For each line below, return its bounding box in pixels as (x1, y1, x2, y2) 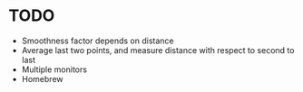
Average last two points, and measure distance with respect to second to (21, 44, 295, 55)
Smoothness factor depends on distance (21, 35, 174, 46)
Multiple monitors (21, 64, 88, 75)
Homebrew (21, 73, 64, 84)
